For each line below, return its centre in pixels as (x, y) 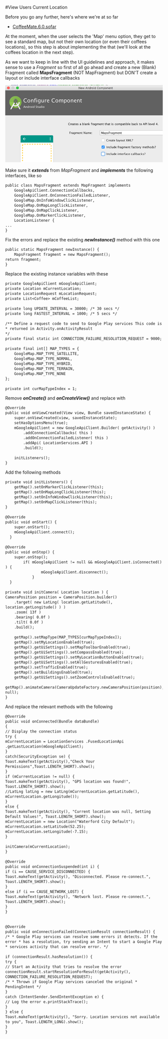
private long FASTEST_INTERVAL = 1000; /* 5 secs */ (61, 313)
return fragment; (23, 259)
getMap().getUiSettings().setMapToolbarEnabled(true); (72, 647)
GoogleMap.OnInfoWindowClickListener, (54, 200)
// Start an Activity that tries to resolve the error (63, 967)
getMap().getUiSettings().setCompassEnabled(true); (69, 652)
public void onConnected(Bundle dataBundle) (52, 721)
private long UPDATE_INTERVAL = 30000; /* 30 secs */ (62, 308)
